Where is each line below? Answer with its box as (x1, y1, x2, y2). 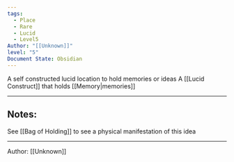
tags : (7, 10, 23, 17)
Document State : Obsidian (7, 56, 82, 63)
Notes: (7, 108, 37, 120)
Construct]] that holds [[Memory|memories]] (7, 81, 136, 90)
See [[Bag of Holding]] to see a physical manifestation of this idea (7, 127, 196, 136)
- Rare (13, 23, 33, 30)
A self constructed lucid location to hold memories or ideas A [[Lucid (7, 74, 205, 83)
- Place (13, 17, 36, 24)
